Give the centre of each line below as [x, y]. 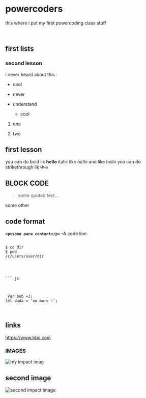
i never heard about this [30, 74]
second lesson [24, 63]
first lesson [24, 150]
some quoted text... [38, 195]
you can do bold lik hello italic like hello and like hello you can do [73, 162]
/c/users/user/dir [25, 257]
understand [25, 104]
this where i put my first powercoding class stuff [56, 23]
